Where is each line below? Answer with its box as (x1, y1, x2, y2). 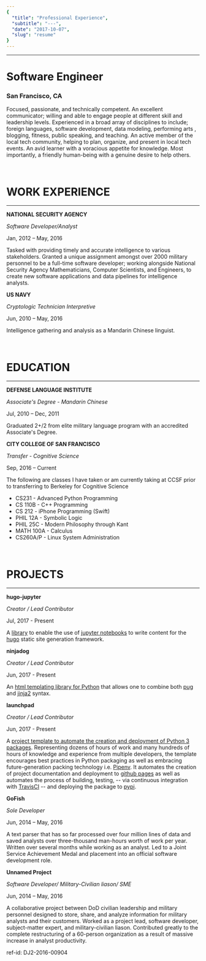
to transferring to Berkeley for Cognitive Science (6, 483, 129, 490)
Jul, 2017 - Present (6, 617, 54, 624)
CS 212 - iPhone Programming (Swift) (15, 508, 110, 515)
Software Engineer (6, 70, 104, 84)
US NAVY (6, 291, 31, 299)
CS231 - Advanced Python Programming (15, 495, 118, 502)
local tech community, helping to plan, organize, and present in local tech (6, 138, 191, 146)
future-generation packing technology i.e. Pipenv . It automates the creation (6, 763, 197, 771)
